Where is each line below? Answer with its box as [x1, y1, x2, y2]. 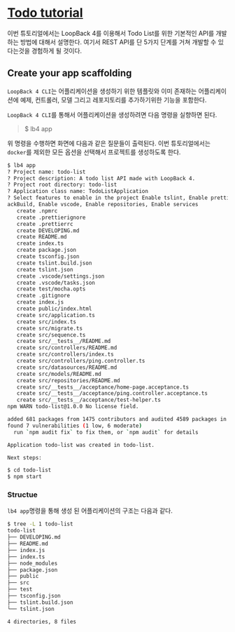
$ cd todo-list [7, 466, 52, 474]
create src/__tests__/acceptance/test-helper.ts [16, 396, 161, 404]
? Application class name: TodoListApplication [7, 188, 149, 195]
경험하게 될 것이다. [31, 46, 83, 55]
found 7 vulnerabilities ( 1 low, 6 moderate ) [7, 422, 142, 429]
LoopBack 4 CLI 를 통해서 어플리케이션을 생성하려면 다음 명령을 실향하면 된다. [7, 110, 218, 119]
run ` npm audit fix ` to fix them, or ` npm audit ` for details [13, 429, 199, 436]
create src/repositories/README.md [16, 377, 120, 384]
